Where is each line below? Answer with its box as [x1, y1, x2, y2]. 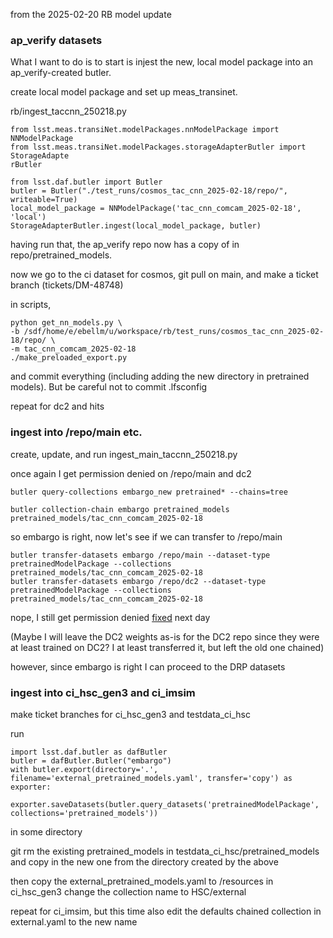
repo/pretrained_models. [10, 249, 113, 261]
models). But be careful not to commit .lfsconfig [10, 381, 208, 393]
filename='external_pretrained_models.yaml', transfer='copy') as [10, 773, 293, 783]
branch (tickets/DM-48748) [10, 279, 124, 291]
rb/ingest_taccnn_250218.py [10, 105, 127, 118]
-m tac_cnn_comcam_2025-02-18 [10, 344, 137, 354]
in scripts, [10, 299, 52, 311]
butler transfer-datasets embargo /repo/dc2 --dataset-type [10, 576, 267, 586]
